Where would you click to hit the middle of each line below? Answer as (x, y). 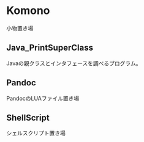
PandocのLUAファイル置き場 (43, 98)
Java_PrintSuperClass (50, 48)
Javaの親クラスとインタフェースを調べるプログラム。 (74, 63)
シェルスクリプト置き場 (36, 133)
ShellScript (28, 117)
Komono (28, 11)
